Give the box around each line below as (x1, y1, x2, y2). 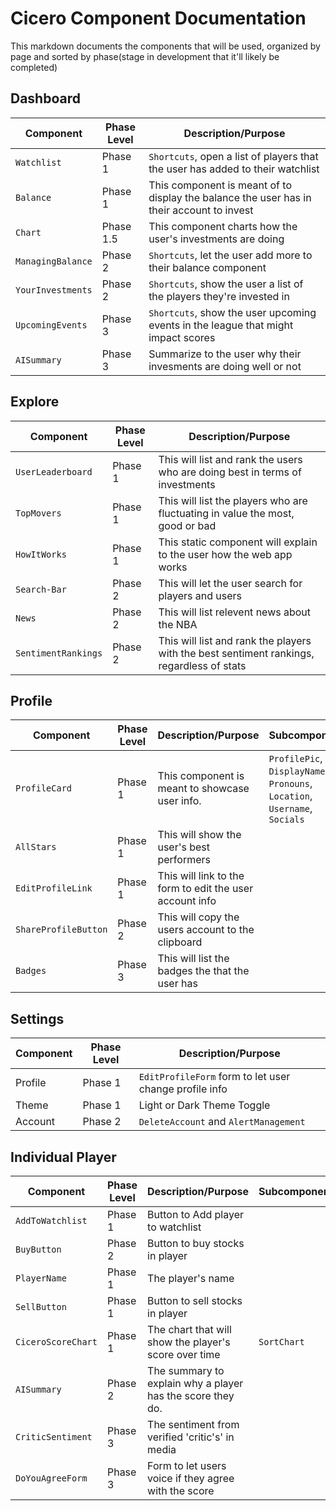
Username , (268, 802, 313, 816)
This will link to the (157, 869, 245, 883)
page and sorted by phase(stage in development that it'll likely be (10, 50, 280, 62)
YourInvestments (15, 284, 93, 296)
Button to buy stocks (147, 1237, 245, 1250)
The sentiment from (147, 1418, 240, 1431)
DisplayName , (268, 764, 328, 778)
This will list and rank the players (158, 633, 312, 647)
